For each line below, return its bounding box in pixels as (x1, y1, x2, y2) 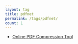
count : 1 (5, 20, 23, 26)
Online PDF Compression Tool (12, 34, 73, 40)
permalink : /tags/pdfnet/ (5, 16, 58, 21)
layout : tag (5, 7, 29, 12)
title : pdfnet (5, 12, 34, 16)
